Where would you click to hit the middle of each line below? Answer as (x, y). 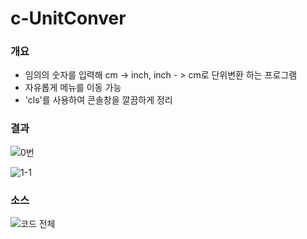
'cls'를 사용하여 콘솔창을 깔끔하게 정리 (98, 100)
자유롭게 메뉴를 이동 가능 (73, 88)
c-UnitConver (68, 18)
